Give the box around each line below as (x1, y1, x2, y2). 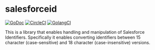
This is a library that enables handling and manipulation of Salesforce (5, 29, 145, 35)
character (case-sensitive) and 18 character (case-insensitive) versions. (5, 39, 151, 45)
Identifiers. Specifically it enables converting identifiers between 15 (5, 34, 141, 40)
